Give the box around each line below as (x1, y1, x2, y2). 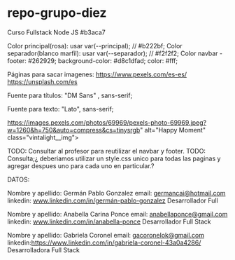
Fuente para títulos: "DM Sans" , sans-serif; (7, 91, 133, 100)
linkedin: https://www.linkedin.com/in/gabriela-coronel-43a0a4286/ (7, 238, 201, 247)
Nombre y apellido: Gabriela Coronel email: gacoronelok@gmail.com (7, 231, 205, 239)
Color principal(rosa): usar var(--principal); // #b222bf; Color (7, 41, 183, 50)
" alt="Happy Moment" (139, 125, 206, 134)
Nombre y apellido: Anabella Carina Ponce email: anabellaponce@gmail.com (7, 210, 228, 218)
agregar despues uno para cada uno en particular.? (7, 161, 155, 170)
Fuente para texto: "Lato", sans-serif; (7, 104, 114, 113)
